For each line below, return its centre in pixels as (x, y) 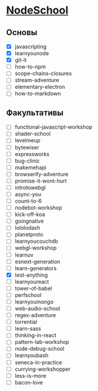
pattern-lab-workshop (42, 342)
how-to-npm (30, 67)
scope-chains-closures (43, 73)
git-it (20, 60)
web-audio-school (37, 308)
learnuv (24, 255)
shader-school (33, 134)
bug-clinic (27, 161)
